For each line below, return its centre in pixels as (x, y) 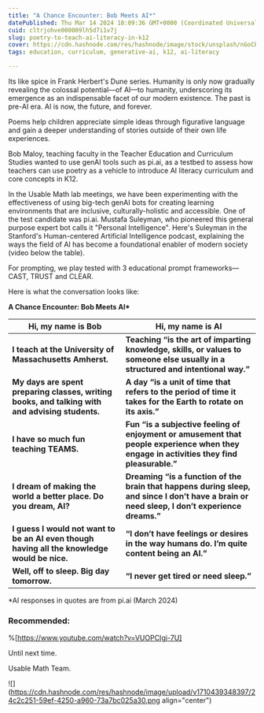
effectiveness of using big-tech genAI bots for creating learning (111, 202)
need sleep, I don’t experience (183, 506)
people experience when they (182, 444)
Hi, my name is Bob (65, 326)
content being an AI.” (166, 553)
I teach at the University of (63, 349)
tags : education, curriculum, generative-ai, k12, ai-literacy (114, 52)
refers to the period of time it (181, 392)
